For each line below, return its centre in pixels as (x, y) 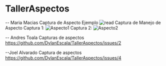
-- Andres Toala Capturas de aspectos (45, 37)
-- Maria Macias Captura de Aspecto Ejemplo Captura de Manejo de (83, 22)
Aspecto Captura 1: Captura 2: (49, 27)
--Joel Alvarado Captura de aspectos (43, 52)
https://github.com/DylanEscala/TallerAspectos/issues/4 (63, 57)
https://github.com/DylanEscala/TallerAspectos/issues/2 (63, 42)
